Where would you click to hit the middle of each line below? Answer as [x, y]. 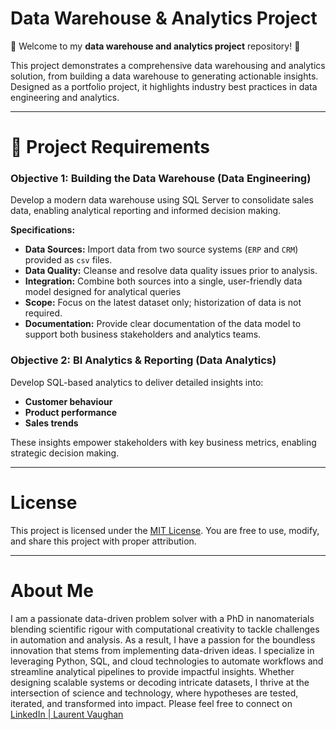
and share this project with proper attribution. [103, 541]
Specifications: [43, 230]
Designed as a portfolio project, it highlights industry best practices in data [164, 86]
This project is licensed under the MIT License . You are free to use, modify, [165, 530]
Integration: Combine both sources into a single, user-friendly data [163, 281]
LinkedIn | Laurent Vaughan [67, 714]
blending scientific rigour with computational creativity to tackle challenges [165, 629]
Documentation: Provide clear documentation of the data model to [163, 324]
